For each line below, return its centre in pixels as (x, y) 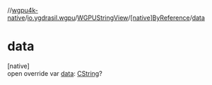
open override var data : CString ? (55, 73)
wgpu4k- (25, 10)
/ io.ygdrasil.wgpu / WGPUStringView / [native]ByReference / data (114, 18)
